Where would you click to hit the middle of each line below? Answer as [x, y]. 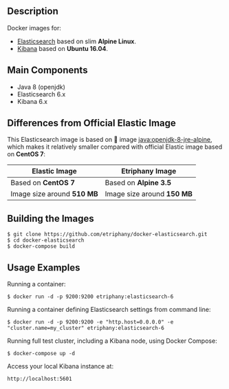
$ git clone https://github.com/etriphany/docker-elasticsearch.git [107, 234]
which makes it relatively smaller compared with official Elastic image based [115, 147]
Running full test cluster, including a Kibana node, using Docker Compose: [112, 341]
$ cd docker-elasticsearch [46, 240]
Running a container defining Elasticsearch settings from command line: [109, 310]
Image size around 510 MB [54, 194]
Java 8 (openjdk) [41, 87]
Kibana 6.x [32, 101]
